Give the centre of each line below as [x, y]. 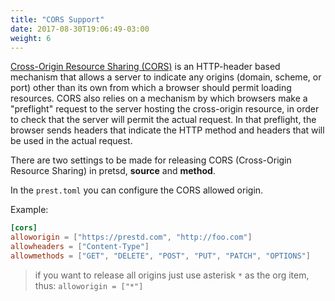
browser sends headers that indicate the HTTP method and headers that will [167, 130]
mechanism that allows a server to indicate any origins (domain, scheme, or [166, 77]
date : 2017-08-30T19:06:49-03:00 [80, 29]
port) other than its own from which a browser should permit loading [151, 88]
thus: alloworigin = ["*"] [89, 285]
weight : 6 [31, 38]
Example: [29, 210]
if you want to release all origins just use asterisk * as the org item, [172, 275]
